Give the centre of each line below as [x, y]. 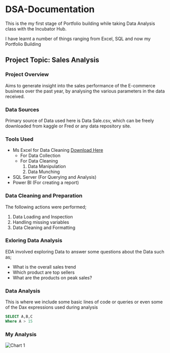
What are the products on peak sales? [52, 277]
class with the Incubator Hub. [36, 28]
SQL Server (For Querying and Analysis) [55, 177]
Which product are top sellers [44, 272]
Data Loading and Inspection [43, 216]
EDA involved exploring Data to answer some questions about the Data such [85, 251]
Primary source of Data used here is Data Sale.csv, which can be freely [80, 120]
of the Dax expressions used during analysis [52, 307]
